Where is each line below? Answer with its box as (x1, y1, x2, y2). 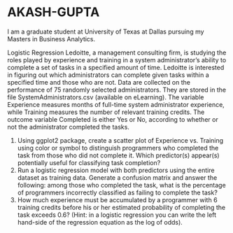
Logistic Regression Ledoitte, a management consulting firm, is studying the (7, 48, 227, 57)
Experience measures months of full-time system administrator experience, (7, 100, 225, 108)
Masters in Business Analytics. (7, 34, 96, 43)
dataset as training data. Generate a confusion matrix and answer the (17, 173, 218, 182)
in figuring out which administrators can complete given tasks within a (7, 71, 209, 79)
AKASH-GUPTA (7, 4, 100, 20)
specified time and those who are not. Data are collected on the (7, 78, 191, 86)
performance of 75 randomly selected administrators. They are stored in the (7, 85, 226, 94)
